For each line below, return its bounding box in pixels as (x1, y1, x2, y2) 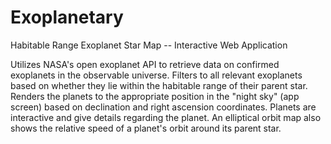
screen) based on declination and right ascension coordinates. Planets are (10, 101, 317, 113)
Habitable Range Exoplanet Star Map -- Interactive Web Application (10, 39, 288, 51)
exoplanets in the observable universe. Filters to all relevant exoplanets (10, 69, 303, 81)
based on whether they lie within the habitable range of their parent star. (10, 79, 308, 91)
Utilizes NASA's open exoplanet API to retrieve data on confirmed (10, 58, 280, 70)
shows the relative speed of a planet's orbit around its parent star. (10, 122, 282, 134)
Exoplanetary (10, 6, 124, 29)
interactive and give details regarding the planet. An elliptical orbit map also (10, 111, 322, 123)
